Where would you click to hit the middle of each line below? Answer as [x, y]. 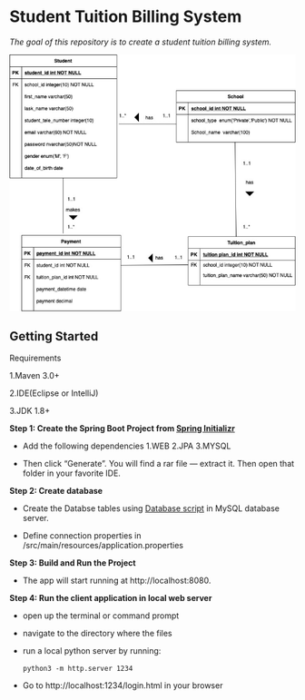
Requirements [35, 358]
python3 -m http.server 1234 [78, 669]
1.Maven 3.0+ [35, 376]
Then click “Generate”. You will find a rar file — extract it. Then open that [158, 464]
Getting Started [54, 336]
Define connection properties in [82, 536]
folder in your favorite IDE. [71, 473]
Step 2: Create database [56, 491]
